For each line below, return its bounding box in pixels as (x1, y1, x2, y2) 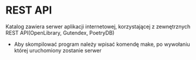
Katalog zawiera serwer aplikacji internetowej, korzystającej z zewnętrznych (5, 23, 191, 30)
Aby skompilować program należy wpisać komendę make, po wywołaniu (14, 41, 191, 48)
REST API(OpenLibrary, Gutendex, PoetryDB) (5, 29, 115, 36)
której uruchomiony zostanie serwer (14, 46, 102, 54)
